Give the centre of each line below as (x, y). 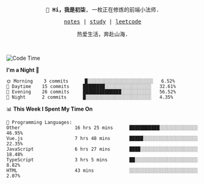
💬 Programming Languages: (39, 122)
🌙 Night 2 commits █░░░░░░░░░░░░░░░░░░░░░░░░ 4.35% (90, 97)
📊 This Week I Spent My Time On (49, 109)
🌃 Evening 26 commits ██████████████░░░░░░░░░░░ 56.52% (91, 92)
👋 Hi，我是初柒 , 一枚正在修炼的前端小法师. (103, 9)
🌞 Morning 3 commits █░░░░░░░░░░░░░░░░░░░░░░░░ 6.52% (91, 81)
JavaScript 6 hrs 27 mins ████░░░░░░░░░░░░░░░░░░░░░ (102, 149)
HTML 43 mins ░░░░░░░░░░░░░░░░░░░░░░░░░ (102, 171)
